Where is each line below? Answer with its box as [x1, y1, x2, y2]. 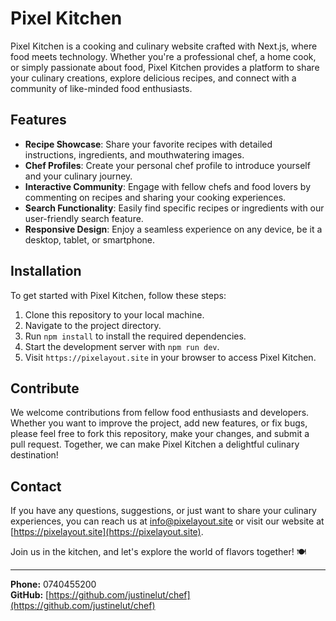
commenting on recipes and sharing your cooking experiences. [24, 191, 287, 203]
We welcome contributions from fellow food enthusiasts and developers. [10, 407, 310, 419]
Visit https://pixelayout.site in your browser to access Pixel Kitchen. [24, 351, 317, 363]
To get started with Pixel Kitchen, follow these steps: [10, 289, 227, 301]
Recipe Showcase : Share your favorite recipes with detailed [24, 138, 273, 150]
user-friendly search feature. [24, 212, 144, 224]
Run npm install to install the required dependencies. [24, 330, 247, 342]
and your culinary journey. [24, 170, 133, 182]
